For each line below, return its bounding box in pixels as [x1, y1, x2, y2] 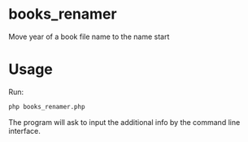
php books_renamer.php [8, 102, 85, 110]
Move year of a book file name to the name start [8, 32, 170, 41]
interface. [8, 126, 41, 136]
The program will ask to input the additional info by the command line [8, 117, 241, 127]
